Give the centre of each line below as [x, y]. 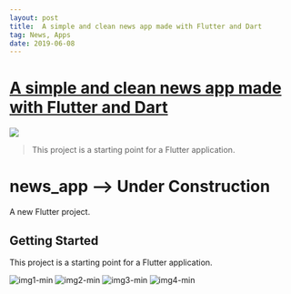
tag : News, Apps [40, 35]
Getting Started [54, 241]
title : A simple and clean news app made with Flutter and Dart [135, 26]
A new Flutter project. [50, 212]
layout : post [34, 18]
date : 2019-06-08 [42, 43]
